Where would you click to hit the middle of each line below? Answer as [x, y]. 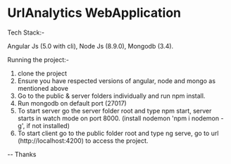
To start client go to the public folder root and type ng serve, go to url [118, 133]
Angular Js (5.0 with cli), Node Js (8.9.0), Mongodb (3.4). [90, 46]
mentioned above [43, 88]
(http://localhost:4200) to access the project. [83, 140]
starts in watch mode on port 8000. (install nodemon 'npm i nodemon [118, 118]
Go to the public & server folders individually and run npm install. [111, 96]
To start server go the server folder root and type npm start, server [114, 111]
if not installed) [48, 125]
